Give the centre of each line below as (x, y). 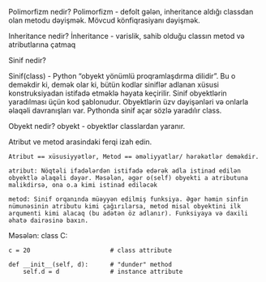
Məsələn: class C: (38, 235)
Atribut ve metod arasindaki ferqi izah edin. (80, 142)
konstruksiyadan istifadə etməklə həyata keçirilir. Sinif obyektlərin (118, 93)
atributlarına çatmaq (42, 45)
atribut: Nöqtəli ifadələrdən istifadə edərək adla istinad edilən (125, 171)
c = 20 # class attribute (90, 250)
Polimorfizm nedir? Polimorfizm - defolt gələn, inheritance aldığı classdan (131, 12)
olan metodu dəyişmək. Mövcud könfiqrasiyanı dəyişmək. (104, 20)
